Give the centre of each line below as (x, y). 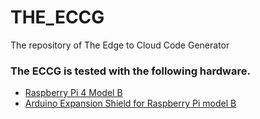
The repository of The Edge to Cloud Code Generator (120, 45)
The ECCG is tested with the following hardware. (130, 71)
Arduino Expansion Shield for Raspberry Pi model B (130, 103)
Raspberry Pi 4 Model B (73, 93)
